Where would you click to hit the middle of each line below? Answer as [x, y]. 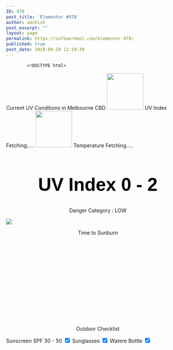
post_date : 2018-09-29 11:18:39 [45, 50]
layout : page [22, 33]
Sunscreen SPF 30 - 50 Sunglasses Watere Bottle [74, 341]
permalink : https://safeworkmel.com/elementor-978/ [70, 39]
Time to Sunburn [98, 233]
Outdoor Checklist [98, 328]
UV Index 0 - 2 [98, 184]
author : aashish [26, 22]
